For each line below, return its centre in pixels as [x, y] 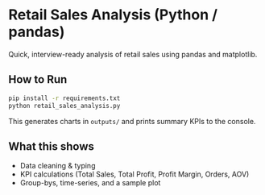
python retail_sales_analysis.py [64, 106]
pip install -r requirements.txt [64, 98]
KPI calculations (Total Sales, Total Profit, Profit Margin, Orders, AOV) [135, 174]
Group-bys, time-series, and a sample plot [90, 183]
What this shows [51, 146]
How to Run [38, 79]
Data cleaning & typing [58, 166]
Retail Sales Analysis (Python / [113, 15]
